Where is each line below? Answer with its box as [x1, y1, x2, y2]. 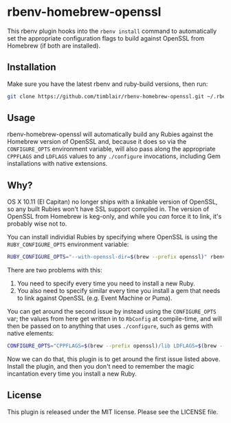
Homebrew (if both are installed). [7, 41, 101, 50]
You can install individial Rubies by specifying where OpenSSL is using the [7, 233, 218, 241]
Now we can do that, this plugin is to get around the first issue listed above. [7, 355, 221, 363]
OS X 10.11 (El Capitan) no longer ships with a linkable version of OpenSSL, [7, 197, 218, 206]
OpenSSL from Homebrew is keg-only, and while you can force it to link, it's [7, 213, 222, 221]
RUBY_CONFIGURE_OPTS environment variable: [7, 240, 129, 248]
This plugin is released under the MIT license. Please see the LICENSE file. [7, 407, 219, 416]
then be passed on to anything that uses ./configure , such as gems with [7, 322, 213, 330]
